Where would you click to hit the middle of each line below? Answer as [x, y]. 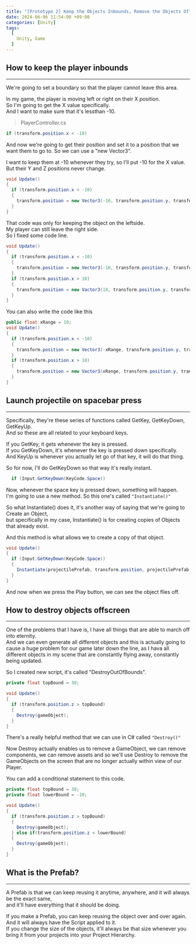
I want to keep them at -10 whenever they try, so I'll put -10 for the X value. [96, 162]
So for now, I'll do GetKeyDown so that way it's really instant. [79, 468]
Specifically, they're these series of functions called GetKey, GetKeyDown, [95, 420]
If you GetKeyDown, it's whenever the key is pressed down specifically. [92, 450]
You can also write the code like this [49, 312]
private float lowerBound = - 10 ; [47, 795]
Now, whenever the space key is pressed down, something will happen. [92, 490]
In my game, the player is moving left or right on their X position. [83, 99]
